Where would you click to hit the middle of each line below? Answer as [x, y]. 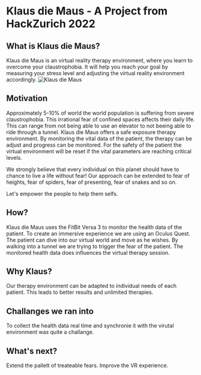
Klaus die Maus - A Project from [87, 11]
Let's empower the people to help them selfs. [62, 194]
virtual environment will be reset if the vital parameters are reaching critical [99, 151]
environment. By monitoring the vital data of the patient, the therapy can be [99, 138]
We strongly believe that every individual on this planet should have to [93, 169]
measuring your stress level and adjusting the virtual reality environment [95, 73]
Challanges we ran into [50, 311]
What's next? [32, 351]
